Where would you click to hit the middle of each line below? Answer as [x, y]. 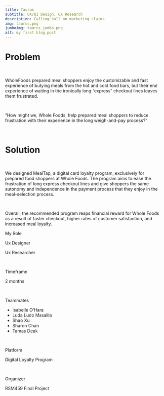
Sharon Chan [26, 325]
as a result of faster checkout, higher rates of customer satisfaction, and [79, 218]
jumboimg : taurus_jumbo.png [34, 28]
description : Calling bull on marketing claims [55, 19]
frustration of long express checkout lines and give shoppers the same [77, 184]
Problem [23, 57]
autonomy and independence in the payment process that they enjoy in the [82, 189]
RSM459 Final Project [27, 388]
